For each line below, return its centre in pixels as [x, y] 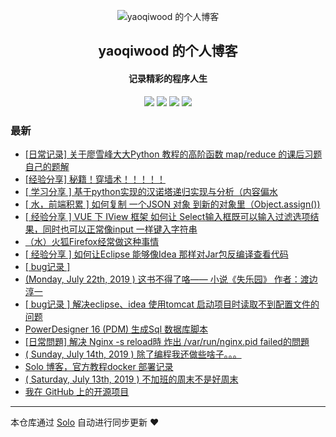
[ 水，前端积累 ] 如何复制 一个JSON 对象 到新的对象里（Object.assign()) [172, 204]
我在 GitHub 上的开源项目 [77, 391]
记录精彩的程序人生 [168, 78]
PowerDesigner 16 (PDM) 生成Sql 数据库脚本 [116, 329]
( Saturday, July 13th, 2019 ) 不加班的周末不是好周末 [131, 379]
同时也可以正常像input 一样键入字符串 [120, 229]
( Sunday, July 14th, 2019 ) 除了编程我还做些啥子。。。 [133, 354]
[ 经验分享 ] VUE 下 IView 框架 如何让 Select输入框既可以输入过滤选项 [167, 216]
